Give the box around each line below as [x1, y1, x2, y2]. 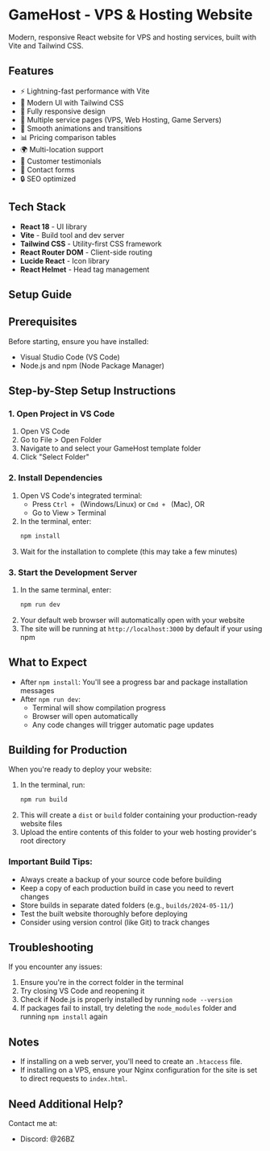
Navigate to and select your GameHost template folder [19, 443, 201, 453]
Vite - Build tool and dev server [19, 230, 125, 239]
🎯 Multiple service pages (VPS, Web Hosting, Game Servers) [19, 114, 222, 124]
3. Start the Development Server [8, 567, 138, 578]
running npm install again [19, 1012, 108, 1021]
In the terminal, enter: [19, 516, 92, 526]
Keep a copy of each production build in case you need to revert [19, 883, 235, 892]
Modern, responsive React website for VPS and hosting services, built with [8, 32, 256, 42]
